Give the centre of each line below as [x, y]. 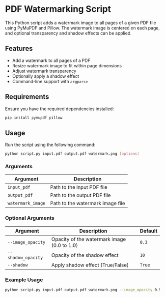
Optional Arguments [30, 218]
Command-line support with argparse [50, 81]
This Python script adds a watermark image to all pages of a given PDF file [81, 23]
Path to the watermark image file [87, 204]
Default [149, 231]
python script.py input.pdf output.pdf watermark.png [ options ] [72, 154]
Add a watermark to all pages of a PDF [51, 60]
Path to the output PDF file [80, 195]
